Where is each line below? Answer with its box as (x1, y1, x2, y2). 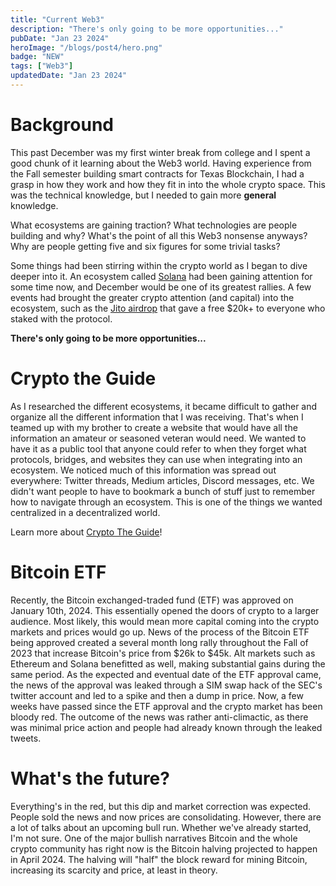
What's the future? (10, 767, 170, 790)
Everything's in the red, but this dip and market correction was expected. (10, 800, 312, 812)
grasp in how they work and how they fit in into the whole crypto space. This (10, 178, 326, 190)
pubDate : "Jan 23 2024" (10, 33, 110, 43)
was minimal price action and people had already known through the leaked (10, 721, 323, 733)
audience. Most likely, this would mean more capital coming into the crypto (10, 615, 320, 627)
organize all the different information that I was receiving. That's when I (10, 411, 304, 423)
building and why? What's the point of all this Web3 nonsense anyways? (10, 229, 308, 241)
